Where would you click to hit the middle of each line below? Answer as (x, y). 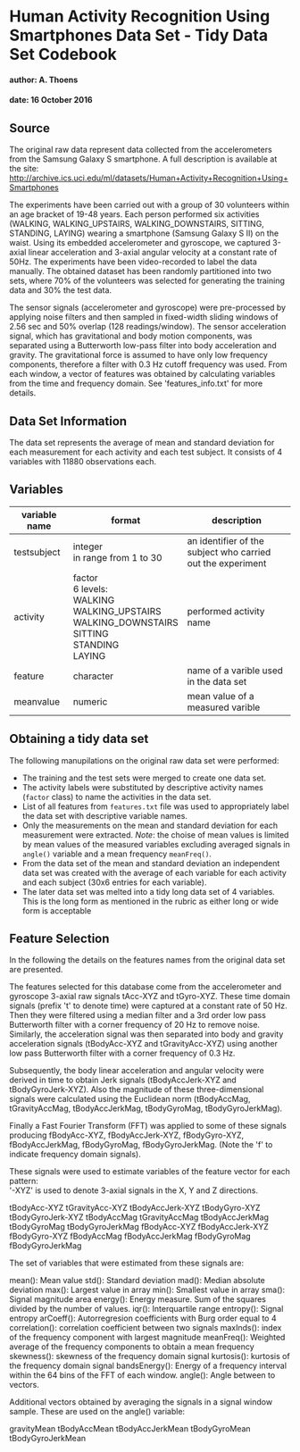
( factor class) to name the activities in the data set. (117, 797)
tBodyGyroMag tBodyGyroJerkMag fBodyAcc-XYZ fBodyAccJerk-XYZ (139, 1227)
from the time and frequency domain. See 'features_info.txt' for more (136, 384)
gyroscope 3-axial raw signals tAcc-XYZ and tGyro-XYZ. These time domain (150, 997)
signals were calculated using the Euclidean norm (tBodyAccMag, (130, 1099)
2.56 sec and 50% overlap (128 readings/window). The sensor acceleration (148, 327)
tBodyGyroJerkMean (48, 1439)
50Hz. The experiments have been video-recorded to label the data (133, 262)
